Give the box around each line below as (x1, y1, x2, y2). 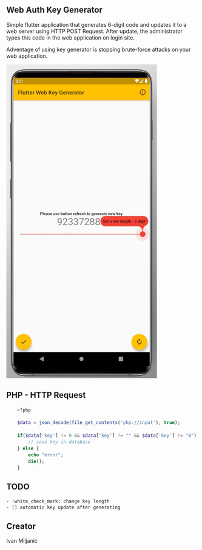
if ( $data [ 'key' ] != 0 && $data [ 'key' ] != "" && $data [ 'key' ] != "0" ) (17, 433, 197, 439)
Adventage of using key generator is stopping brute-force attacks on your (6, 46, 191, 53)
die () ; (28, 458, 45, 464)
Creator (6, 521, 36, 531)
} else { (17, 445, 39, 451)
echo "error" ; (28, 451, 64, 458)
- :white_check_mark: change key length (6, 498, 110, 504)
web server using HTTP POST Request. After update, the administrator (6, 27, 183, 35)
